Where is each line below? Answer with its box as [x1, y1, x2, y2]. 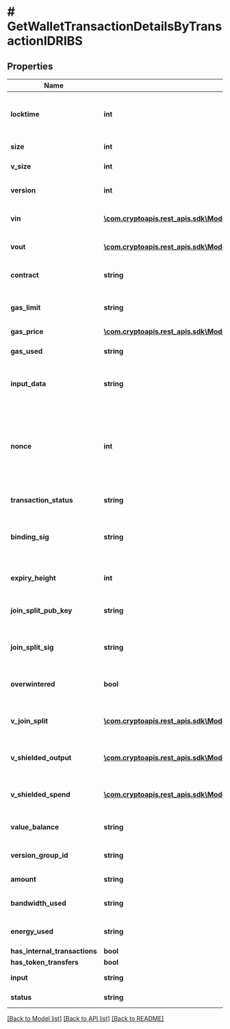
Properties [7, 60, 53, 72]
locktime [10, 110, 40, 118]
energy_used [10, 927, 53, 936]
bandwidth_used [10, 898, 66, 908]
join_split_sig [10, 643, 54, 652]
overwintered [10, 679, 55, 689]
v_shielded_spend [10, 790, 71, 799]
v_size [10, 162, 31, 171]
